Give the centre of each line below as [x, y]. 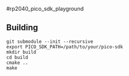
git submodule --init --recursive [50, 42]
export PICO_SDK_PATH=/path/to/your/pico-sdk [64, 47]
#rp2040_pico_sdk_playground [45, 9]
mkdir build [21, 52]
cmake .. [17, 63]
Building [22, 27]
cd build [17, 57]
